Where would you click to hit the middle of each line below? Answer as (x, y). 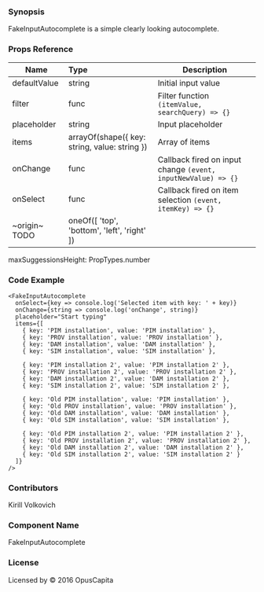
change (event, (187, 169)
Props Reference (41, 50)
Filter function (183, 95)
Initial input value (189, 83)
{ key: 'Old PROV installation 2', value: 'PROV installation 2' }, (137, 440)
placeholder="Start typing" (61, 317)
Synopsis (26, 12)
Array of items (184, 142)
